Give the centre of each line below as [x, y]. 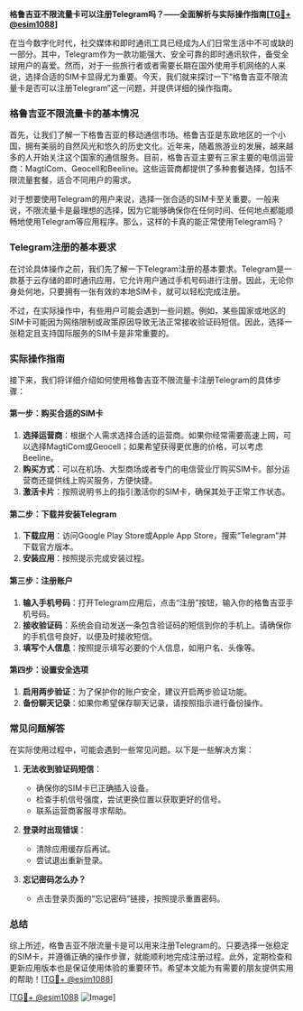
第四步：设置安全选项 [49, 670]
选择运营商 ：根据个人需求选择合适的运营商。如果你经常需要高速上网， [153, 436]
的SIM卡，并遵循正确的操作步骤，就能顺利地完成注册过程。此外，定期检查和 [151, 957]
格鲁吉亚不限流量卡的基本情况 [74, 114]
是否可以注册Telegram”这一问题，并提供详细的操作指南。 [131, 88]
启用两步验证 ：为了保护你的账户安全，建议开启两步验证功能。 [137, 691]
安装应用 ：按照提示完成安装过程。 [86, 558]
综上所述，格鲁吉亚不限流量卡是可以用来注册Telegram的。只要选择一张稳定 [149, 945]
